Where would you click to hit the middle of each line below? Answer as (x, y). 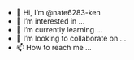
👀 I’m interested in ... (50, 21)
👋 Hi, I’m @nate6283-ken (58, 13)
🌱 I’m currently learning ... (59, 30)
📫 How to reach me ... (54, 47)
